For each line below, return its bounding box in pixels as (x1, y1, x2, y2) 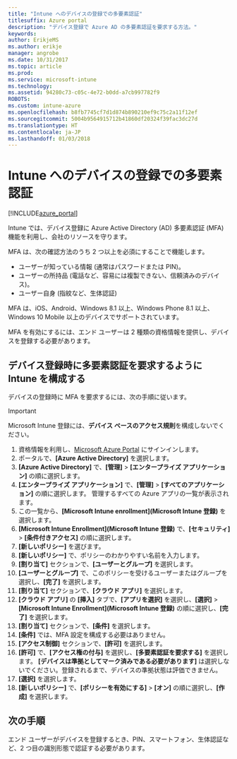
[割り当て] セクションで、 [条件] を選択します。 (18, 622, 154, 630)
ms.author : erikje (8, 43, 62, 50)
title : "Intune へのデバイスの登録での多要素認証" (8, 10, 143, 18)
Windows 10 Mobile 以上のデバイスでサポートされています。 (8, 313, 183, 321)
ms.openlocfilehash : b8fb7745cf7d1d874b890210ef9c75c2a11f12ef (8, 109, 198, 116)
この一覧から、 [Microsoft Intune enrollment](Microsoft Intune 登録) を (18, 507, 226, 515)
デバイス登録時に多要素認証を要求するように (8, 359, 203, 371)
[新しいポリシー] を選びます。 (18, 542, 105, 551)
